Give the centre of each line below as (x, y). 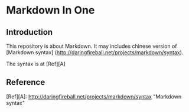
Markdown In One (50, 10)
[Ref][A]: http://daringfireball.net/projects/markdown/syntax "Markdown (94, 96)
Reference (26, 82)
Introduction (30, 32)
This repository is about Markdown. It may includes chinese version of (92, 46)
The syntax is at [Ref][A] (36, 64)
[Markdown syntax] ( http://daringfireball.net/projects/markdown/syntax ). (95, 52)
